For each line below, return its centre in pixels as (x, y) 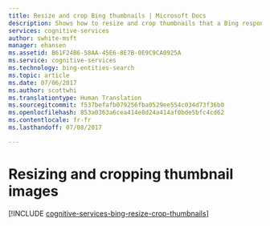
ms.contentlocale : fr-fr (50, 120)
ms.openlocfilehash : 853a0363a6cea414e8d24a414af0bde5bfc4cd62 (117, 113)
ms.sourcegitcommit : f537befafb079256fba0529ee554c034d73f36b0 (117, 105)
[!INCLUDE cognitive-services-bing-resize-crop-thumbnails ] (108, 213)
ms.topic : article (39, 75)
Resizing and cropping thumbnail (121, 174)
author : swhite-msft (43, 38)
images (33, 191)
